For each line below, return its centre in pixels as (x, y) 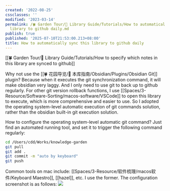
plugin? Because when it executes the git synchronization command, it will (83, 79)
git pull (14, 147)
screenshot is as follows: (31, 184)
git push (14, 161)
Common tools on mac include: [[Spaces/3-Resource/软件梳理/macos (78, 172)
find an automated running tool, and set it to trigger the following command (84, 127)
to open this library (141, 96)
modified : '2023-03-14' (30, 19)
